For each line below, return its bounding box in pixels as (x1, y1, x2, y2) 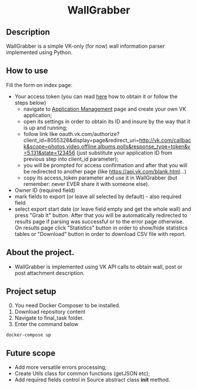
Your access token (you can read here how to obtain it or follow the (14, 92, 178, 100)
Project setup (6, 287, 57, 297)
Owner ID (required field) (14, 187, 75, 194)
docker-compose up (6, 332, 51, 338)
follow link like (23, 130, 58, 137)
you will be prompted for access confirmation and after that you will (23, 161, 188, 168)
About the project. (6, 248, 75, 258)
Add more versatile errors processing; (14, 364, 107, 371)
